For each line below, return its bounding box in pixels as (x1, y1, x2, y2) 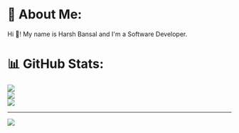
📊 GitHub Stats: (7, 56, 105, 72)
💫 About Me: (7, 6, 83, 23)
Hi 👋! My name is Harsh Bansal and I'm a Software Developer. (7, 30, 188, 38)
